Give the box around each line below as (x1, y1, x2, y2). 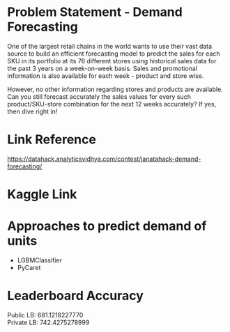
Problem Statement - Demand (7, 4, 183, 20)
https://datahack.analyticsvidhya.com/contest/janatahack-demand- (7, 155, 201, 163)
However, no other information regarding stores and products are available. (7, 85, 223, 93)
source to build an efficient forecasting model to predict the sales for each (7, 49, 221, 58)
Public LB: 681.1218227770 (7, 310, 84, 319)
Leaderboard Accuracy (7, 288, 144, 303)
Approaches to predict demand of (7, 219, 207, 234)
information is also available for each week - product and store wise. (7, 71, 204, 80)
